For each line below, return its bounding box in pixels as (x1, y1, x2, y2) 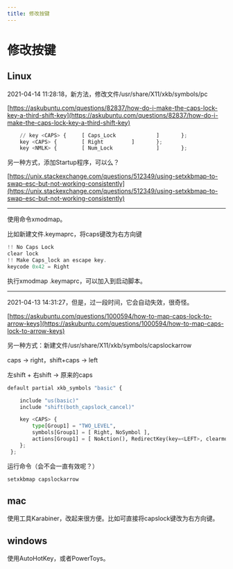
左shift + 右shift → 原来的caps (7, 370, 94, 379)
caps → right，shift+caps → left (7, 355, 98, 364)
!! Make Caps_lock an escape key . (7, 257, 107, 264)
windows (7, 535, 48, 547)
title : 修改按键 (7, 10, 50, 17)
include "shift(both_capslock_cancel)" (19, 403, 135, 410)
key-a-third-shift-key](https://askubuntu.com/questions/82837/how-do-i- (7, 111, 218, 119)
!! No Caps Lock (7, 244, 54, 251)
